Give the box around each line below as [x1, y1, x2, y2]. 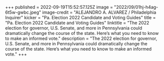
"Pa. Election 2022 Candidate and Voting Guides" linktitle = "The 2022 [5, 20, 150, 26]
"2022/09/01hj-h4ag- [114, 4, 159, 10]
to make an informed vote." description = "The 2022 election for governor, [5, 35, 158, 41]
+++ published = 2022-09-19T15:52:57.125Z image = [5, 4, 113, 10]
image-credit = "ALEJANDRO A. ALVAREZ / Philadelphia [42, 9, 157, 15]
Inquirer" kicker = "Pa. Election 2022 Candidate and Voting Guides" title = [5, 15, 156, 20]
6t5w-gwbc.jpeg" [5, 9, 41, 15]
